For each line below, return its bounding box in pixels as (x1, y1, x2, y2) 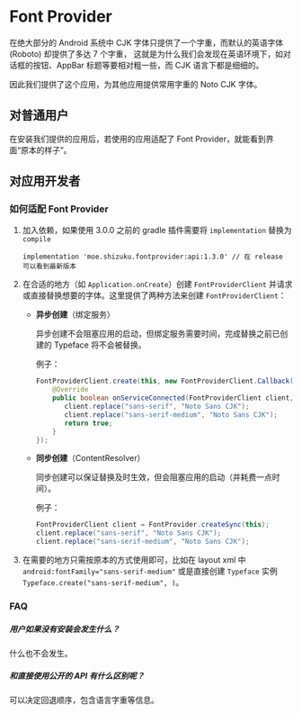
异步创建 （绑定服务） (35, 309, 115, 321)
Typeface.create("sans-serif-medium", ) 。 (22, 577, 184, 588)
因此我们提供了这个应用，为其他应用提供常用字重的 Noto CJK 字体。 (9, 78, 262, 89)
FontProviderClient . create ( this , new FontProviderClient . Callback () (35, 376, 298, 386)
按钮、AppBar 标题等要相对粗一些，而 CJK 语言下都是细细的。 (32, 59, 264, 70)
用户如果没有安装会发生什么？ (9, 623, 120, 634)
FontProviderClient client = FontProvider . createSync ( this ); (35, 520, 270, 529)
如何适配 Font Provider (9, 203, 110, 215)
